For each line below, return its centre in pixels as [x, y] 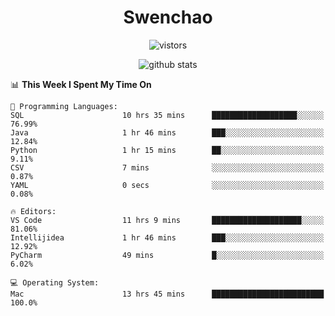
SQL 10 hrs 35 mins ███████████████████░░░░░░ [167, 115]
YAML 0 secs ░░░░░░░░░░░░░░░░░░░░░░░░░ [167, 185]
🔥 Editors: [33, 211]
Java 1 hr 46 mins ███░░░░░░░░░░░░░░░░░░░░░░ [167, 132]
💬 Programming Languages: [64, 106]
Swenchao [168, 17]
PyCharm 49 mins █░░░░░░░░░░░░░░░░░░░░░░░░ [167, 255]
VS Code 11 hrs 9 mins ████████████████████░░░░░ [167, 220]
